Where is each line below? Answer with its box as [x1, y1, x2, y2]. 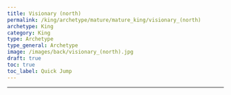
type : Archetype [7, 36, 54, 43]
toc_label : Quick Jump [7, 67, 72, 74]
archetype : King [7, 23, 54, 30]
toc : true [7, 61, 36, 68]
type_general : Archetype [7, 42, 78, 49]
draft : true [7, 55, 41, 62]
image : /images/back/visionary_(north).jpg [7, 49, 134, 56]
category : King [7, 29, 51, 36]
